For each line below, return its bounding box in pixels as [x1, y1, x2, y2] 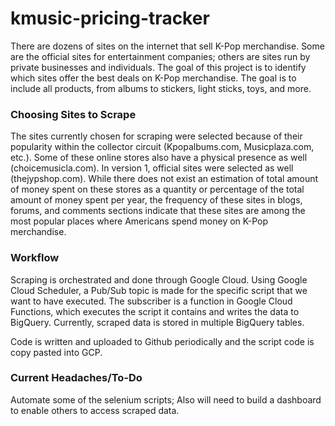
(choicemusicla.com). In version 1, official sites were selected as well [10, 162, 294, 174]
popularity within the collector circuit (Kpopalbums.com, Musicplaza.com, [10, 141, 315, 153]
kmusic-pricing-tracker [10, 7, 210, 30]
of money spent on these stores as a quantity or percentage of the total [10, 183, 305, 196]
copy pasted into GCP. [10, 346, 103, 358]
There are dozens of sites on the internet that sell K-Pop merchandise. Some [10, 40, 325, 52]
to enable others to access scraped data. [10, 404, 180, 416]
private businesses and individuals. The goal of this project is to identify [10, 61, 307, 73]
